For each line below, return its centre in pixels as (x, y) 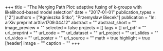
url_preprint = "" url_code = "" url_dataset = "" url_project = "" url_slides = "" (82, 33)
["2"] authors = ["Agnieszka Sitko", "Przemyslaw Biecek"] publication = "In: (81, 17)
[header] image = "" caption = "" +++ (43, 43)
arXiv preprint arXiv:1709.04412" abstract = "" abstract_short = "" (71, 22)
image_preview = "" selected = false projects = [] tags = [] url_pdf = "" (76, 28)
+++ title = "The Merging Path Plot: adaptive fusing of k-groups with (73, 7)
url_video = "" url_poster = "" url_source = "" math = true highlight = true (78, 38)
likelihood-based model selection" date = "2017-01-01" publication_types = (80, 12)
